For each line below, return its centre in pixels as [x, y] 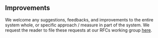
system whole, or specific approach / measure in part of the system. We [77, 25]
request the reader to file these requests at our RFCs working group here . [79, 30]
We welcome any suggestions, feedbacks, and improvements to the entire [79, 19]
